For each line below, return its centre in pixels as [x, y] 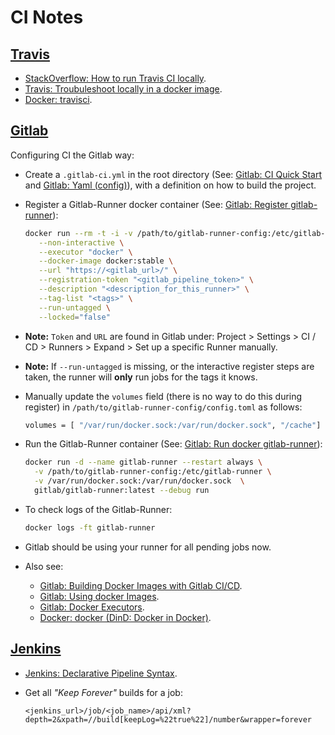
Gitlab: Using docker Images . [99, 596]
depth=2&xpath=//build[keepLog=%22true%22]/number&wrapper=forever [168, 719]
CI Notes [47, 17]
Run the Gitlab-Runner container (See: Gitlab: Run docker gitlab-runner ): [173, 444]
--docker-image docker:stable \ [106, 261]
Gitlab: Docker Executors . [92, 607]
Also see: [44, 566]
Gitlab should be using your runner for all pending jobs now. [148, 547]
